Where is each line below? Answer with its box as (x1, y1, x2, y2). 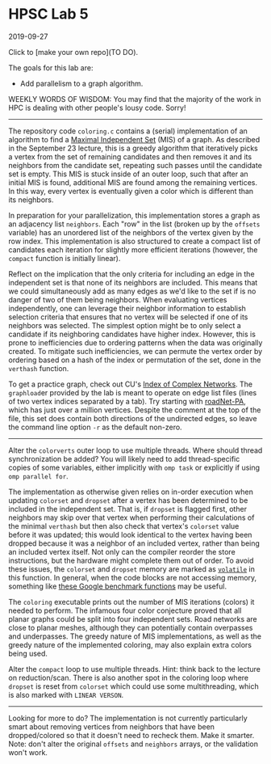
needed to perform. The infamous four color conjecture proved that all (8, 606, 242, 615)
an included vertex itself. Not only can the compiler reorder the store (8, 547, 236, 556)
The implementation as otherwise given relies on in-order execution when (8, 487, 254, 496)
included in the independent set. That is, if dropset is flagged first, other (8, 504, 248, 513)
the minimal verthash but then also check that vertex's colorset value (8, 521, 240, 530)
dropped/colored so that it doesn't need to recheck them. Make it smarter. (8, 730, 255, 740)
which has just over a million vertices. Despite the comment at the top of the (8, 405, 261, 415)
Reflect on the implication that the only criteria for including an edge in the (8, 268, 256, 279)
